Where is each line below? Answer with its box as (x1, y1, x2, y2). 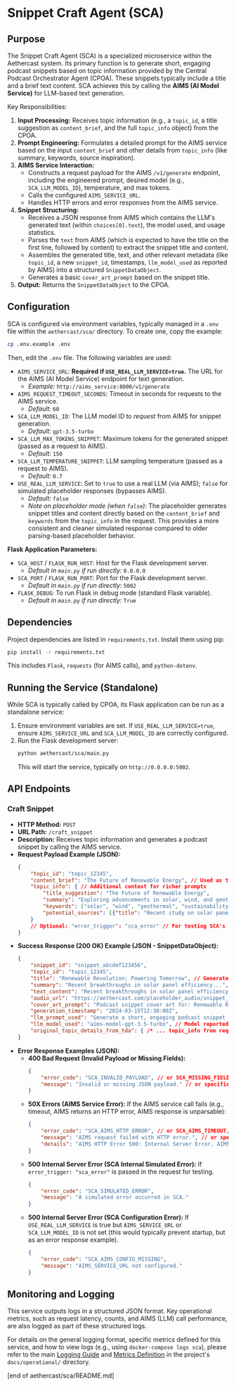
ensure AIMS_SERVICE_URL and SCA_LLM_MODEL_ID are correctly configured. (17, 729, 228, 738)
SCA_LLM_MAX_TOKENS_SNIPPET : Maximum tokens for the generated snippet (17, 434, 228, 442)
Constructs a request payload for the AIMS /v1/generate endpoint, (27, 169, 221, 177)
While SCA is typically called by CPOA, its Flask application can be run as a (7, 700, 225, 709)
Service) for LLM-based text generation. (7, 89, 125, 97)
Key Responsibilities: (7, 103, 67, 110)
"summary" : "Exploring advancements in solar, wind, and (43, 897, 213, 904)
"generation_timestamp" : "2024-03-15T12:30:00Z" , (30, 1008, 178, 1015)
